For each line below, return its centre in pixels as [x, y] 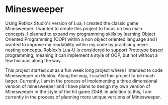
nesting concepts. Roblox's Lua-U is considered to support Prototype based [84, 50]
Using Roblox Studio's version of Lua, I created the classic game [72, 23]
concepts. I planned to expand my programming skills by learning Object [80, 34]
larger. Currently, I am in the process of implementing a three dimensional [81, 81]
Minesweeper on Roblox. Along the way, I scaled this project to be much [80, 75]
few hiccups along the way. [33, 60]
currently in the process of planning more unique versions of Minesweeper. [83, 97]
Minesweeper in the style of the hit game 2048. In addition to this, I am [78, 91]
